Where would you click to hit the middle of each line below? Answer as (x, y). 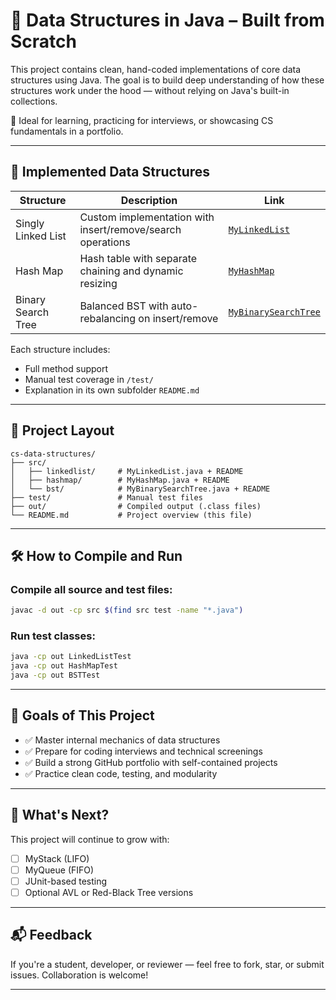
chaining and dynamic (131, 271)
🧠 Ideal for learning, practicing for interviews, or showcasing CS (142, 120)
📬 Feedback (51, 935)
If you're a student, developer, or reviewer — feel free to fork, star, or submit (167, 964)
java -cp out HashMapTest (64, 666)
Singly (30, 223)
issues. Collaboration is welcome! (79, 975)
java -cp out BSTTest (55, 675)
